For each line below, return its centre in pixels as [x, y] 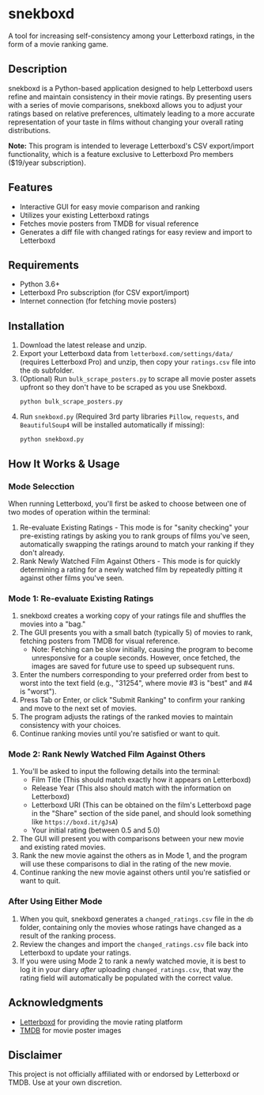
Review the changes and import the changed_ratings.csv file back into [134, 944]
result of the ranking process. [68, 936]
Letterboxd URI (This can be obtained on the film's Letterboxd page [141, 805]
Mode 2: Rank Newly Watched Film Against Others [107, 754]
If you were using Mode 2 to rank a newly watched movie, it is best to [133, 961]
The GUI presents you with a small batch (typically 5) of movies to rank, [136, 633]
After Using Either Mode [55, 902]
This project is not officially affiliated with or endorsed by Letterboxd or [124, 1074]
